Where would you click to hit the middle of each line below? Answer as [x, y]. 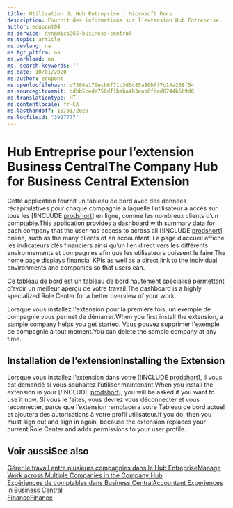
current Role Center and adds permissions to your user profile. [97, 429]
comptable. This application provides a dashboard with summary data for [111, 223]
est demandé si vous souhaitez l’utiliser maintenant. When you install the [110, 385]
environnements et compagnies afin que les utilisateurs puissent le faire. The [116, 252]
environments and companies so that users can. [76, 267]
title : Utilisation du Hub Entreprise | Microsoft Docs [90, 14]
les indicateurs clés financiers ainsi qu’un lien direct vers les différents [108, 245]
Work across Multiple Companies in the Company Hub [85, 475]
